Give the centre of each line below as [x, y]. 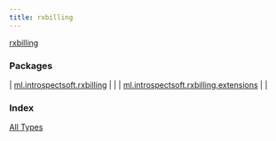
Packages [31, 66]
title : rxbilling [41, 17]
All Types [26, 127]
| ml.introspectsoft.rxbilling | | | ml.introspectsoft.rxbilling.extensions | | [138, 84]
